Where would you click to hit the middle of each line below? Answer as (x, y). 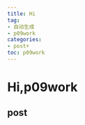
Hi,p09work (42, 87)
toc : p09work (26, 53)
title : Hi (22, 14)
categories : (24, 40)
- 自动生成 (21, 27)
